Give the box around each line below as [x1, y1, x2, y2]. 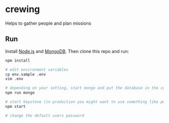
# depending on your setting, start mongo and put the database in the [5, 86, 158, 91]
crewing [5, 4, 40, 15]
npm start [5, 104, 26, 109]
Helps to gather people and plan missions [5, 20, 92, 26]
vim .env [5, 77, 24, 82]
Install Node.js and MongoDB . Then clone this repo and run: [5, 48, 129, 54]
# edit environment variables [5, 67, 69, 72]
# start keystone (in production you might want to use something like [5, 99, 158, 104]
